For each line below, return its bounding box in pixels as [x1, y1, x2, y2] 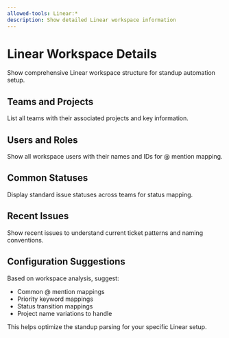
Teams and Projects [7, 95, 94, 107]
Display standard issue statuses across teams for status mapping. [7, 190, 193, 199]
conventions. [7, 236, 44, 244]
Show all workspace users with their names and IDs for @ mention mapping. [7, 153, 223, 161]
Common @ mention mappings [16, 287, 105, 295]
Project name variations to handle [16, 309, 112, 317]
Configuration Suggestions [7, 256, 125, 268]
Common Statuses [7, 172, 88, 184]
